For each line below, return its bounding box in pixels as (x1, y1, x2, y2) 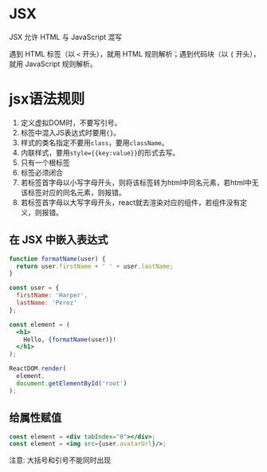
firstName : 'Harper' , (16, 292, 88, 300)
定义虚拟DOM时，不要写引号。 (20, 117, 122, 128)
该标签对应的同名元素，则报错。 (20, 187, 126, 197)
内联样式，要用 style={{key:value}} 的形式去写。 (20, 147, 180, 157)
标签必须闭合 (20, 167, 63, 177)
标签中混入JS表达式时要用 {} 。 (20, 128, 121, 137)
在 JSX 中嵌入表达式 (9, 233, 108, 247)
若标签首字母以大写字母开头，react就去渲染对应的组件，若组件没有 (20, 197, 241, 207)
